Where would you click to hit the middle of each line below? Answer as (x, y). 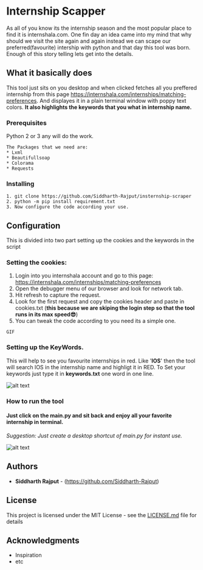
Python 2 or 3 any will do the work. (50, 136)
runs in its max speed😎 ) (46, 315)
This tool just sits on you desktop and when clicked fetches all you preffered (102, 88)
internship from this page (38, 94)
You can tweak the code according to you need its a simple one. (95, 321)
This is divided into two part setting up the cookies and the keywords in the (100, 240)
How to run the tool (35, 401)
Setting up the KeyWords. (45, 347)
